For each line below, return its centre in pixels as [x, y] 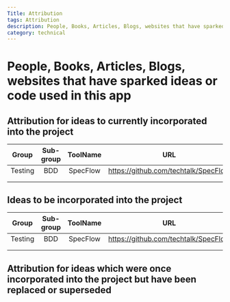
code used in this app [69, 96]
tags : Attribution [33, 20]
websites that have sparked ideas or [112, 81]
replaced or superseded [59, 290]
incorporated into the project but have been [102, 279]
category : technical [37, 33]
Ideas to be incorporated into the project [95, 200]
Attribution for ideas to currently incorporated [107, 121]
